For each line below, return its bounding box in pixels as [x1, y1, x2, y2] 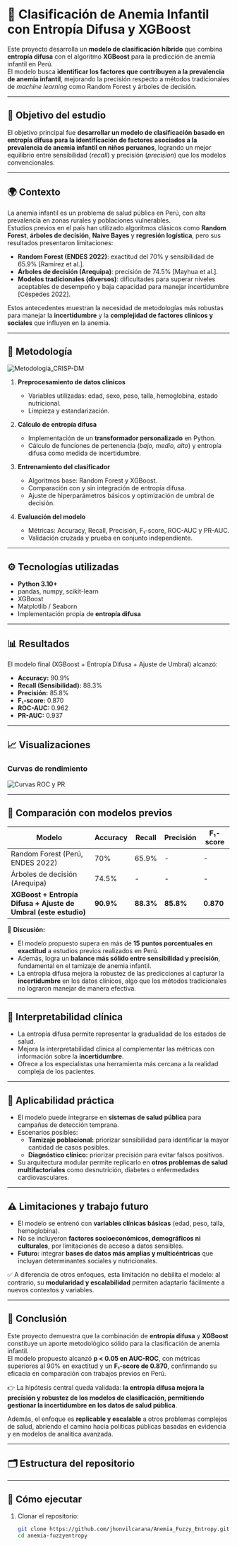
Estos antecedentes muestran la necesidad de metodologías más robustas [7, 303, 224, 312]
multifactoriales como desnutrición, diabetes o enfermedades [17, 1166, 200, 1174]
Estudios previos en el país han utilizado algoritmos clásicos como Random [7, 223, 227, 232]
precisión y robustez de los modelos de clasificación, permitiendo [7, 1393, 205, 1402]
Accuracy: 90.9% [17, 674, 71, 682]
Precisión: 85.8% [17, 689, 69, 697]
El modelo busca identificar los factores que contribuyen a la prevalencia [7, 67, 225, 76]
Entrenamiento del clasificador [17, 463, 111, 471]
